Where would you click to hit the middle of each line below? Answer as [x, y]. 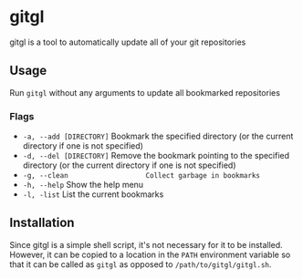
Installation [42, 223]
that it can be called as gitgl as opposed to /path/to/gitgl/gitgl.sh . [141, 264]
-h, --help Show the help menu [83, 185]
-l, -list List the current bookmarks [93, 194]
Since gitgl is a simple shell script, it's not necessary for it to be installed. [146, 244]
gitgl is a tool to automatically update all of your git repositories [128, 42]
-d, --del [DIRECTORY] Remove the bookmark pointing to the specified [156, 156]
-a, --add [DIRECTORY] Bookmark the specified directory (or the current [158, 136]
